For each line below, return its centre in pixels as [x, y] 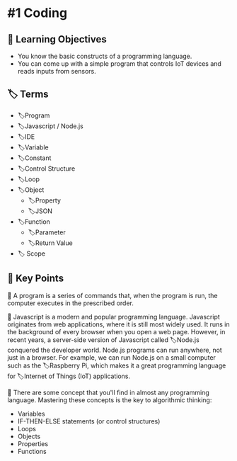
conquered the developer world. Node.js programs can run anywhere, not [115, 350]
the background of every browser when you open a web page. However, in [116, 331]
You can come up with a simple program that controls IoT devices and [119, 64]
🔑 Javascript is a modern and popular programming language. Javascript [114, 317]
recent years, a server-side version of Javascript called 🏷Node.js [103, 340]
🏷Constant [34, 158]
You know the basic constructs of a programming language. [105, 56]
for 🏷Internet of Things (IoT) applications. [69, 376]
